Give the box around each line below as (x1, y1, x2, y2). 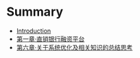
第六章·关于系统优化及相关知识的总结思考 (16, 43, 133, 51)
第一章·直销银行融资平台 (16, 35, 85, 43)
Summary (6, 4, 63, 20)
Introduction (16, 27, 51, 35)
